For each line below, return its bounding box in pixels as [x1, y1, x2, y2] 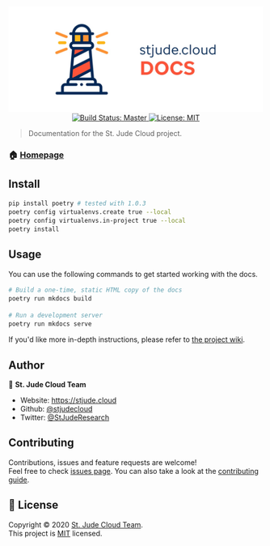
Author [8, 358, 44, 372]
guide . [8, 475, 30, 484]
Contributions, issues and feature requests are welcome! [8, 457, 197, 467]
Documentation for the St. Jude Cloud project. [27, 128, 183, 138]
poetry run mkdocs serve [8, 320, 92, 328]
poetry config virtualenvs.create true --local [8, 208, 172, 216]
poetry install [8, 225, 60, 233]
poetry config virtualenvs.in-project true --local [8, 217, 186, 225]
